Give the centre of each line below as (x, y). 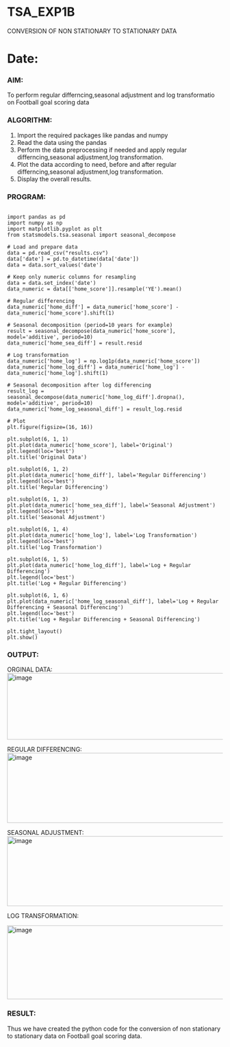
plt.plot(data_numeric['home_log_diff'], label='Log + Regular (99, 566)
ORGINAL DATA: (30, 669)
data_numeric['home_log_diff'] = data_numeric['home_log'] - (96, 367)
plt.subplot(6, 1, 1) (38, 439)
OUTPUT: (23, 654)
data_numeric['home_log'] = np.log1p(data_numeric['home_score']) (104, 361)
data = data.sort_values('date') (55, 265)
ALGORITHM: (30, 120)
